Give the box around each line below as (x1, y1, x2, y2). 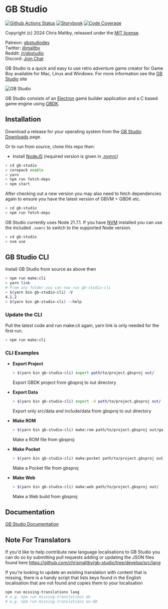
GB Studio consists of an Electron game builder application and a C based (5, 95, 158, 101)
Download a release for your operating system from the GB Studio (5, 128, 142, 134)
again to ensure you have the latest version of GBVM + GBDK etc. (5, 196, 141, 202)
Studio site (5, 76, 28, 82)
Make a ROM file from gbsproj (12, 436, 75, 442)
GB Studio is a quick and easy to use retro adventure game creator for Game (5, 65, 163, 71)
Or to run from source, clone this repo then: (5, 143, 95, 149)
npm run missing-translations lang (5, 590, 80, 595)
